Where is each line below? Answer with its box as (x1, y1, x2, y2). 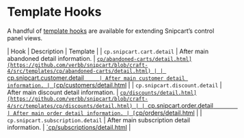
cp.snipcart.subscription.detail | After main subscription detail (7, 115, 190, 124)
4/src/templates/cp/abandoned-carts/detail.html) (7, 68, 152, 74)
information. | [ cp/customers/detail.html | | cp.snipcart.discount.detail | (7, 81, 222, 89)
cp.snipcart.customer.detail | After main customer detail (7, 73, 185, 82)
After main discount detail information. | (7, 88, 119, 96)
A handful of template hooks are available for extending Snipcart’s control (7, 27, 215, 35)
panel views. (7, 33, 43, 42)
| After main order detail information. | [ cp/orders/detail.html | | (7, 109, 202, 117)
